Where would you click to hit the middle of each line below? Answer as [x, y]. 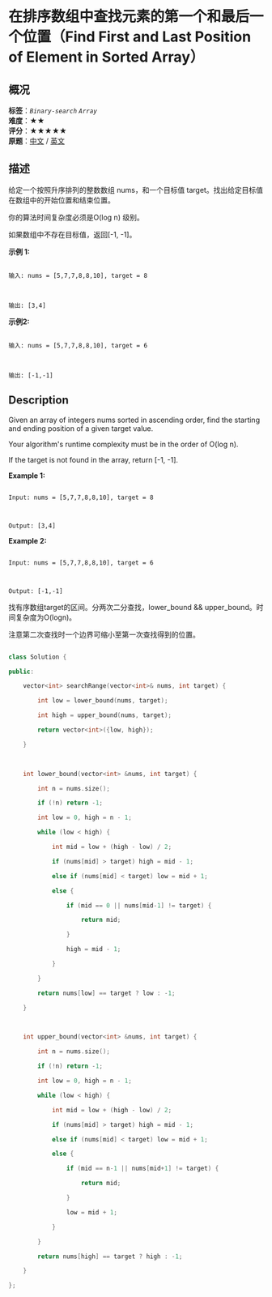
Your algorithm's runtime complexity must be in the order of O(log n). [123, 444]
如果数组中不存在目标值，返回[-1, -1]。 [72, 234]
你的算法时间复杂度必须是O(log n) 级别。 [76, 217]
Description [38, 401]
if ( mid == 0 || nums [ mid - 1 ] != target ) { [139, 905]
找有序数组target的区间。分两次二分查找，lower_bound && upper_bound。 [132, 607]
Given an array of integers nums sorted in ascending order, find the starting [134, 420]
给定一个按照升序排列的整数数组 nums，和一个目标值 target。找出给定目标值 [136, 190]
